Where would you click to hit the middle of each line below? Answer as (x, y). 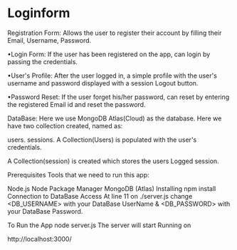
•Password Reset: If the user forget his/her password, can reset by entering (118, 97)
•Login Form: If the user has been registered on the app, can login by (109, 54)
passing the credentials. (43, 61)
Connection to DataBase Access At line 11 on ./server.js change (100, 196)
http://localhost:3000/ (40, 239)
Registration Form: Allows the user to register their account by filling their (115, 33)
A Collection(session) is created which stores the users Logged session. (113, 161)
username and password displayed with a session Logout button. (103, 83)
